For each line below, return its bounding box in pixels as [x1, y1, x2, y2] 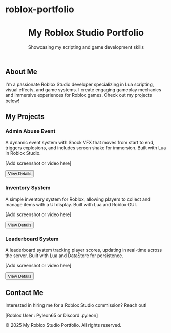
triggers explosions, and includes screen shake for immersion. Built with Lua [5, 145, 166, 151]
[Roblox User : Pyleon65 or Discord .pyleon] [5, 312, 98, 318]
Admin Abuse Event [5, 127, 56, 134]
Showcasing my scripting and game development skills [28, 44, 144, 50]
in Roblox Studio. [5, 150, 41, 156]
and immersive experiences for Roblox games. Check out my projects [5, 92, 152, 98]
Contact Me [5, 288, 44, 297]
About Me [5, 68, 37, 76]
